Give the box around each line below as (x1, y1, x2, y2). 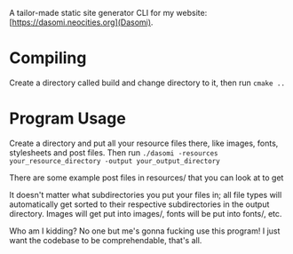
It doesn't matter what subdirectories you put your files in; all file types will (9, 189, 282, 200)
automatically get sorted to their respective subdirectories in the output (9, 199, 270, 210)
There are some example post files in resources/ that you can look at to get (9, 172, 284, 183)
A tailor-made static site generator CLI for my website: (9, 8, 208, 18)
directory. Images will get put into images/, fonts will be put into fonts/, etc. (9, 208, 282, 218)
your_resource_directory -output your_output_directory (9, 156, 220, 165)
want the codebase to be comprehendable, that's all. (9, 234, 202, 245)
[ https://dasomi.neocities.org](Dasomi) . (9, 17, 154, 28)
